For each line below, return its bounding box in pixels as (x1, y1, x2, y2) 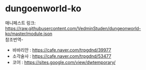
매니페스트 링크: (5, 20, 36, 26)
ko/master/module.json (5, 31, 53, 36)
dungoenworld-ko (5, 3, 82, 14)
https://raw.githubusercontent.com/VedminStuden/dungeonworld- (5, 25, 142, 31)
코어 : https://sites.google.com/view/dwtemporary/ (12, 59, 116, 65)
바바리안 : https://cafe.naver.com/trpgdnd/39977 (12, 47, 112, 53)
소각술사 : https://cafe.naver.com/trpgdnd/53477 (12, 53, 112, 59)
